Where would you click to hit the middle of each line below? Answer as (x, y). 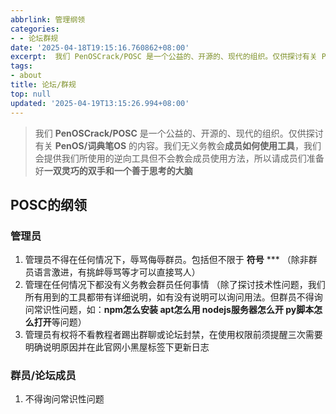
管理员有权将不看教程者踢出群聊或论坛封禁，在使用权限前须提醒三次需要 (173, 335)
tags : (21, 66)
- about (26, 76)
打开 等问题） (60, 322)
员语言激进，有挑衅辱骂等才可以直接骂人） (112, 272)
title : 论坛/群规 (43, 85)
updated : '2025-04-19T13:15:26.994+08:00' (100, 103)
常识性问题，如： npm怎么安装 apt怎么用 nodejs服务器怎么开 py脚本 (174, 310)
